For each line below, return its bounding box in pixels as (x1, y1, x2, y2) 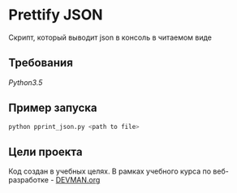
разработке (8, 175, 49, 185)
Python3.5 (8, 77, 43, 87)
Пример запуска (8, 101, 97, 115)
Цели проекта (8, 144, 83, 159)
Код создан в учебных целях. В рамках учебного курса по (8, 166, 212, 176)
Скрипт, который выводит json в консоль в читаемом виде (8, 32, 213, 42)
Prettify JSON (8, 6, 103, 24)
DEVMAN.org (55, 175, 101, 185)
